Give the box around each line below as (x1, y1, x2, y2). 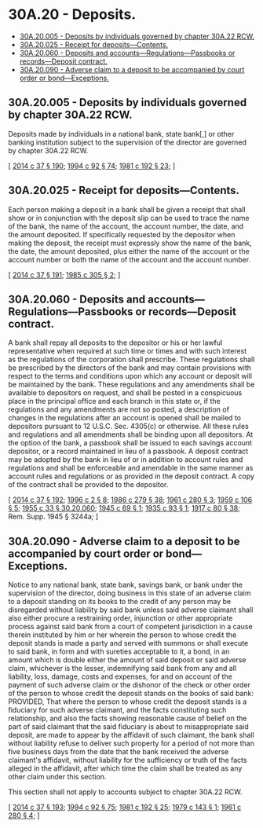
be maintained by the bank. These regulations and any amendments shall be (8, 379, 255, 390)
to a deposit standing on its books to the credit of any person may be (8, 597, 232, 606)
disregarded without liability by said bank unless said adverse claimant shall (8, 605, 254, 614)
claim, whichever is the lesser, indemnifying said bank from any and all (8, 664, 237, 673)
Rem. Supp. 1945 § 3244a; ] (8, 512, 99, 522)
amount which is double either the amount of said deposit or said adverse (8, 655, 247, 665)
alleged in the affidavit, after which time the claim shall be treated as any (8, 764, 243, 773)
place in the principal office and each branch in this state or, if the (8, 397, 221, 406)
